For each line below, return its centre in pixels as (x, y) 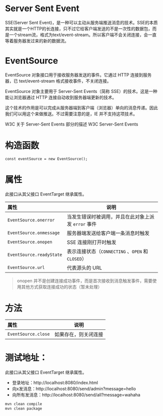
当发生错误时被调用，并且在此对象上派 (111, 217)
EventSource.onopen (30, 242)
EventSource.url (26, 267)
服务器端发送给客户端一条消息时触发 (108, 233)
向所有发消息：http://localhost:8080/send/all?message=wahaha (76, 395)
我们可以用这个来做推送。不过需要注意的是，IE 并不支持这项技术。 (71, 114)
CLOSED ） (77, 258)
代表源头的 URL (85, 268)
